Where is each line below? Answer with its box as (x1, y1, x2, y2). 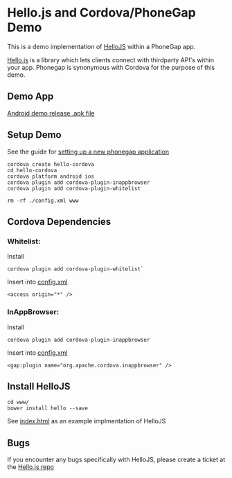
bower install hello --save (7, 405, 89, 412)
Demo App (7, 91, 54, 102)
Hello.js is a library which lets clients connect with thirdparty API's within (7, 55, 215, 64)
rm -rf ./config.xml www (7, 197, 79, 204)
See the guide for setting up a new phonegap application (7, 147, 170, 156)
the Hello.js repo (7, 463, 54, 471)
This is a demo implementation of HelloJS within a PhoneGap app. (7, 42, 196, 50)
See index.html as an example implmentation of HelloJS (7, 417, 166, 425)
